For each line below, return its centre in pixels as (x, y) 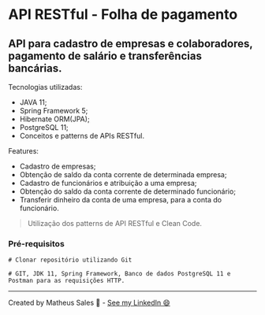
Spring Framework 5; (54, 111)
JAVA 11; (33, 102)
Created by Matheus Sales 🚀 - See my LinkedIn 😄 (90, 303)
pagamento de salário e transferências (105, 56)
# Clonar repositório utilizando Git (70, 260)
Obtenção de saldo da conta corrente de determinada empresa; (123, 174)
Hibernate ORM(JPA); (54, 119)
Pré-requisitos (36, 243)
